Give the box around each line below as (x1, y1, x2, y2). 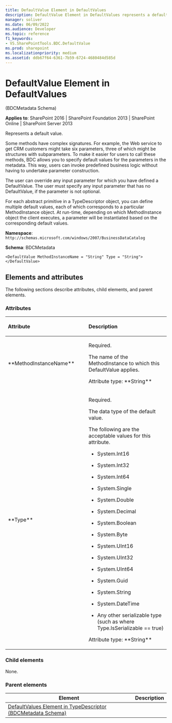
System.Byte (97, 531, 128, 538)
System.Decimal (97, 508, 137, 515)
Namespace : (5, 230, 33, 236)
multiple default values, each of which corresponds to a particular (5, 204, 144, 210)
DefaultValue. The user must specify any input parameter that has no (5, 183, 151, 189)
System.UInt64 (97, 566, 134, 573)
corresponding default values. (5, 220, 69, 226)
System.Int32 (97, 462, 130, 469)
